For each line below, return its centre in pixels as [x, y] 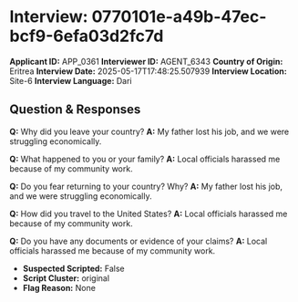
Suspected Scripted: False [73, 268]
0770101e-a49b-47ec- [179, 17]
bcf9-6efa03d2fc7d [87, 36]
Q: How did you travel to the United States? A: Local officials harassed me [149, 213]
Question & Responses [75, 110]
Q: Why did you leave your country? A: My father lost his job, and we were [149, 131]
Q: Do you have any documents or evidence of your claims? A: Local [139, 241]
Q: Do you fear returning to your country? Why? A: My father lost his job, [146, 186]
